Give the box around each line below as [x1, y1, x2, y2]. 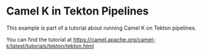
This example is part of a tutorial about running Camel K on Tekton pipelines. [6, 24, 197, 31]
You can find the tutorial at [6, 36, 72, 43]
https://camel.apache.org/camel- [73, 36, 156, 43]
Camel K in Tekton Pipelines [6, 4, 149, 18]
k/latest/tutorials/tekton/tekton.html [6, 42, 95, 50]
